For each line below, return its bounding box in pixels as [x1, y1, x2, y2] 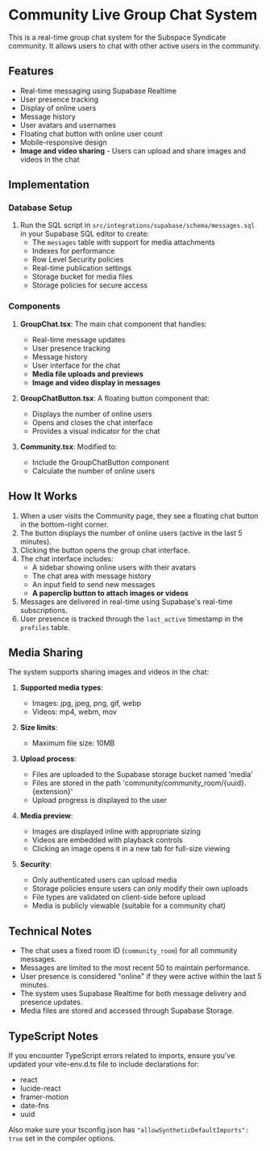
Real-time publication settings [31, 263, 131, 273]
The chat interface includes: [19, 553, 114, 563]
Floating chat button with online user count [19, 128, 163, 138]
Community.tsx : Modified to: [19, 442, 118, 452]
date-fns [19, 1100, 50, 1110]
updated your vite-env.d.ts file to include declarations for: [8, 1059, 200, 1069]
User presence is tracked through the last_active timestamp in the [19, 614, 243, 624]
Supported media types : [19, 683, 103, 692]
